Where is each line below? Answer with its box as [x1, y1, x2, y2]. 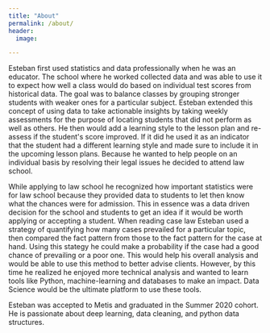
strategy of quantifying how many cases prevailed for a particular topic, [8, 225, 246, 235]
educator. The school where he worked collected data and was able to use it [8, 72, 263, 81]
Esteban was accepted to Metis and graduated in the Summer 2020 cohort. [8, 300, 260, 310]
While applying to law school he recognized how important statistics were [8, 182, 254, 192]
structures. [8, 318, 44, 327]
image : [15, 34, 38, 43]
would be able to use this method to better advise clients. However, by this [8, 259, 256, 268]
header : [8, 27, 35, 35]
